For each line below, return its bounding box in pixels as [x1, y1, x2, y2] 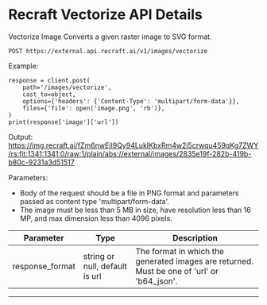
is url [83, 270, 102, 281]
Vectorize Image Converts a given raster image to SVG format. [8, 32, 212, 41]
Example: [8, 61, 39, 71]
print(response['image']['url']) [8, 118, 119, 126]
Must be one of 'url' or [134, 265, 219, 276]
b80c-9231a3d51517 [8, 157, 75, 167]
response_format [12, 261, 75, 272]
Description [172, 232, 219, 243]
